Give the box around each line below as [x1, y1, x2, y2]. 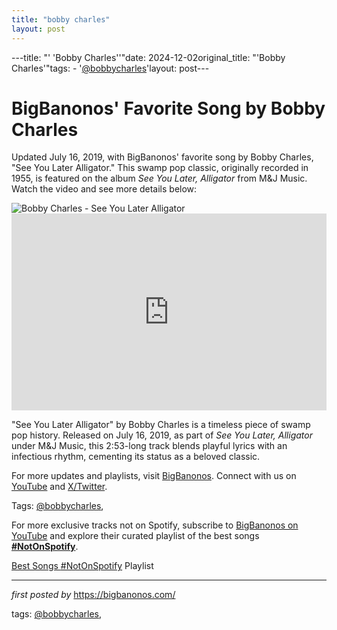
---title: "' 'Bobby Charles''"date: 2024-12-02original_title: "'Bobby [11, 51, 286, 63]
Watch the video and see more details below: [11, 183, 198, 195]
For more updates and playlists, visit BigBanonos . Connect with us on [11, 470, 297, 482]
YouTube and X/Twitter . [11, 481, 108, 493]
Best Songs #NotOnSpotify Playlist [11, 560, 154, 572]
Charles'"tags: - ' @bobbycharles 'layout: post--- [11, 62, 210, 74]
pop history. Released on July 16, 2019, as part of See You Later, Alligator [11, 429, 313, 441]
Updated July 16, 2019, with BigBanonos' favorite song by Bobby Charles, [11, 151, 314, 163]
